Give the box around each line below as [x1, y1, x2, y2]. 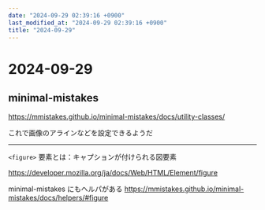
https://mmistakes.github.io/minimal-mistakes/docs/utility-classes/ [8, 112, 226, 122]
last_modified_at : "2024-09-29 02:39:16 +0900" [8, 19, 168, 27]
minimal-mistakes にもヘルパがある [8, 184, 123, 193]
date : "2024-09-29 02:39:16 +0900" [8, 11, 125, 20]
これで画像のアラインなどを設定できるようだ [8, 128, 154, 138]
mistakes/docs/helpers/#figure [8, 193, 109, 203]
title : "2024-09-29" [8, 26, 77, 34]
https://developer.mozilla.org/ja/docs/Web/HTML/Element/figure [8, 168, 218, 178]
